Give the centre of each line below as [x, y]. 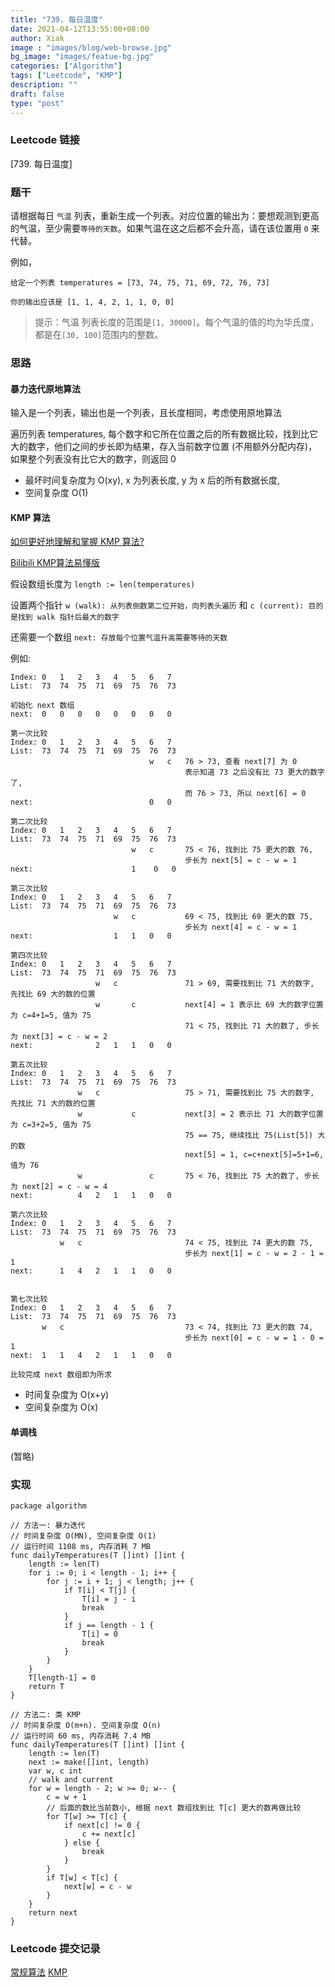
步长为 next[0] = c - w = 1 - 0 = [254, 1338]
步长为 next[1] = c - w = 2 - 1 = [254, 1254]
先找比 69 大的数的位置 [53, 994]
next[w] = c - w [97, 1886]
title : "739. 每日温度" [56, 19]
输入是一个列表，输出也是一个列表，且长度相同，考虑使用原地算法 [146, 413]
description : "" [44, 85]
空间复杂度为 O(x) [61, 1407]
